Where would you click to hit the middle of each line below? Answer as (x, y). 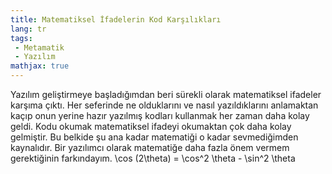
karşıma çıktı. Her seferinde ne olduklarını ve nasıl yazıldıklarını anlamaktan (164, 105)
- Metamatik (39, 47)
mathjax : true (40, 66)
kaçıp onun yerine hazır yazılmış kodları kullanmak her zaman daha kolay (160, 115)
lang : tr (28, 29)
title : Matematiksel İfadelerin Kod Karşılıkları (116, 19)
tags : (21, 38)
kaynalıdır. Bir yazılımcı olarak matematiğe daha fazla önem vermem (150, 147)
